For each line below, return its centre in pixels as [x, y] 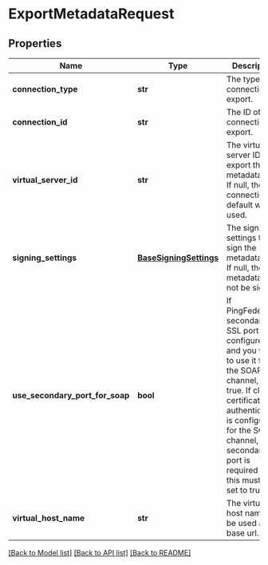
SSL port [242, 330]
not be [238, 288]
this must [243, 480]
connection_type [45, 89]
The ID [238, 112]
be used [241, 523]
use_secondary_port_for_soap [71, 395]
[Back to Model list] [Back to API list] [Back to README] [100, 553]
